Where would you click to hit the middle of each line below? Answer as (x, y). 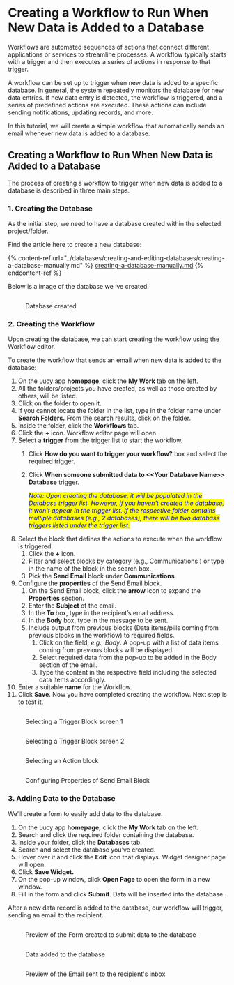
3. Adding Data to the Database (62, 799)
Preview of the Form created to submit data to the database (111, 934)
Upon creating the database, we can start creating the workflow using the (114, 339)
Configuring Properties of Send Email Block (88, 781)
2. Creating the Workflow (51, 324)
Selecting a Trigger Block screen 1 (75, 722)
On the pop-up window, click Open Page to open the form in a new (114, 879)
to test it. (31, 702)
